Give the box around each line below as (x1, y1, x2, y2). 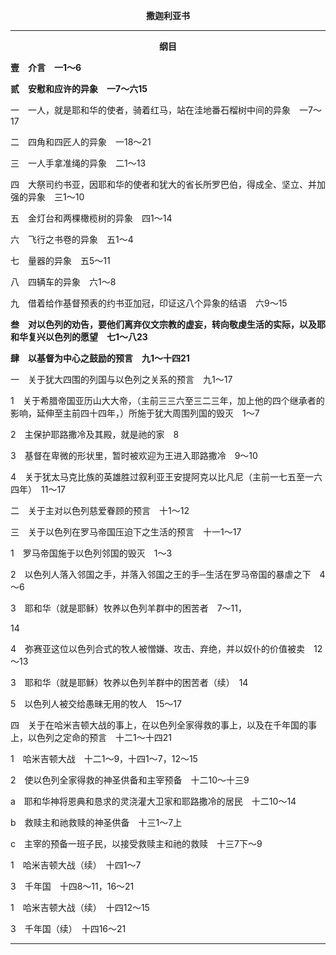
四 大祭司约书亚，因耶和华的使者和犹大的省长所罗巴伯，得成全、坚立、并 (10, 179, 317, 190)
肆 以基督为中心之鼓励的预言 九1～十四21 (10, 352, 190, 364)
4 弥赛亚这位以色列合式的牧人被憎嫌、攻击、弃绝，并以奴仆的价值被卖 (10, 643, 306, 654)
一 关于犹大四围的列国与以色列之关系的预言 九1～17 (10, 374, 233, 385)
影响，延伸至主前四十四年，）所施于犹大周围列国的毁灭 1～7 (10, 407, 260, 419)
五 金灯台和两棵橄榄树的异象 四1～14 (10, 212, 173, 224)
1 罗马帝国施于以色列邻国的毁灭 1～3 (10, 547, 173, 559)
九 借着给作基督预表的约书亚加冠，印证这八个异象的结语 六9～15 (10, 297, 288, 309)
